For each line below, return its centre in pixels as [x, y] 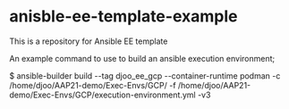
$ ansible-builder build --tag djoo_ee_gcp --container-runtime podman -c [145, 75]
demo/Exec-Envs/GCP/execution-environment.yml [102, 95]
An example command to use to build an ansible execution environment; [142, 58]
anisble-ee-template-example [123, 17]
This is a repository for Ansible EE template [89, 41]
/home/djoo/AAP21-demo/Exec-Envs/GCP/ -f [93, 85]
